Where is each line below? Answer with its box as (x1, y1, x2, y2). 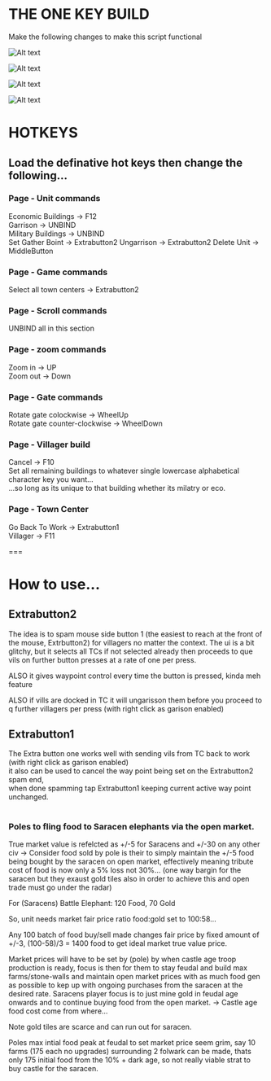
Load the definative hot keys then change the (8, 155, 243, 169)
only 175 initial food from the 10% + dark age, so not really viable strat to (8, 1055, 251, 1065)
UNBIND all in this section (8, 323, 95, 334)
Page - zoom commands (8, 344, 107, 355)
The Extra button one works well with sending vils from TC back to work (8, 749, 251, 759)
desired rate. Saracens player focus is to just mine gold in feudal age (8, 988, 238, 998)
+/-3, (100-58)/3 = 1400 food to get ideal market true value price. (8, 938, 228, 948)
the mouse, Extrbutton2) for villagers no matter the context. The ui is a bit (8, 637, 255, 647)
